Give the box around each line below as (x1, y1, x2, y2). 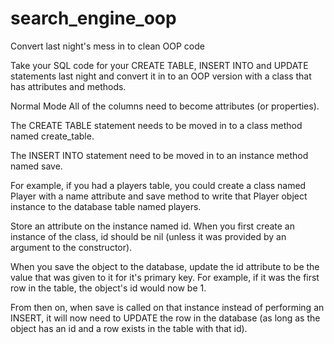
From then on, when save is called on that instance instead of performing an (10, 301, 325, 313)
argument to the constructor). (10, 241, 133, 253)
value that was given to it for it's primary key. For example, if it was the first (10, 271, 320, 283)
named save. (10, 160, 63, 172)
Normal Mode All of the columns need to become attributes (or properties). (10, 100, 320, 112)
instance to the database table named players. (10, 200, 202, 212)
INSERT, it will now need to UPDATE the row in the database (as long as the (10, 312, 321, 324)
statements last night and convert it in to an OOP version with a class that (10, 70, 312, 82)
